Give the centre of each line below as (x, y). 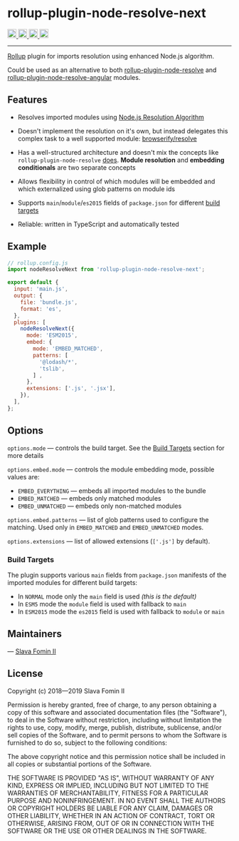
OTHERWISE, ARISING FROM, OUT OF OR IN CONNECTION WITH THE (111, 823)
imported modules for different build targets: (72, 582)
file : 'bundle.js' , (49, 302)
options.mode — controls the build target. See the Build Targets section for (116, 448)
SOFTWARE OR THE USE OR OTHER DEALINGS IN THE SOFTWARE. (107, 831)
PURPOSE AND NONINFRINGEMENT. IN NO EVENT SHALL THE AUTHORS (117, 800)
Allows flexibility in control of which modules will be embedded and (116, 181)
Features (27, 100)
